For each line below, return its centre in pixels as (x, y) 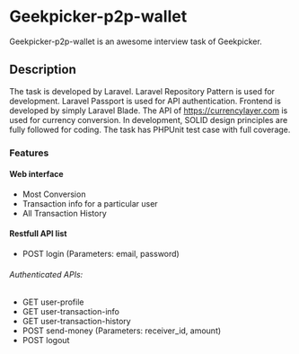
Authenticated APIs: (46, 274)
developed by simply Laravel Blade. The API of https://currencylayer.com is (149, 111)
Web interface (37, 174)
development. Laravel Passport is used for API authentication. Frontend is (145, 101)
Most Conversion (54, 194)
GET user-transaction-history (77, 322)
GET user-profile (53, 302)
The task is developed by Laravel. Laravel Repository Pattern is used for (142, 91)
